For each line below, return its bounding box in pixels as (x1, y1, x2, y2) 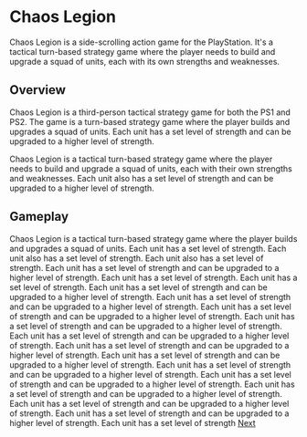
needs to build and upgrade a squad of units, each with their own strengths (9, 162, 292, 174)
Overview (9, 82, 67, 98)
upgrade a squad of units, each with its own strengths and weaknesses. (9, 56, 281, 67)
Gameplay (9, 209, 69, 224)
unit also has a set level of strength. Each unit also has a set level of (9, 253, 264, 264)
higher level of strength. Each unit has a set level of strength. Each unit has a (9, 272, 298, 283)
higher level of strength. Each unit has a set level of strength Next (9, 417, 256, 428)
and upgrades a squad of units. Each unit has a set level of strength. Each (9, 243, 287, 254)
